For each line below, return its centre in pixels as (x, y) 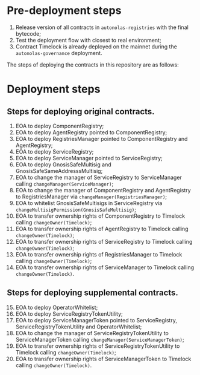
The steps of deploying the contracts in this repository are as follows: (93, 65)
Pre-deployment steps (64, 11)
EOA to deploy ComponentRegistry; (60, 126)
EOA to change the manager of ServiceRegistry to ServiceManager (99, 177)
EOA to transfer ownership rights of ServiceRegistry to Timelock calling (104, 241)
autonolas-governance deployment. (59, 53)
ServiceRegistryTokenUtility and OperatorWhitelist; (79, 327)
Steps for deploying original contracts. (81, 112)
